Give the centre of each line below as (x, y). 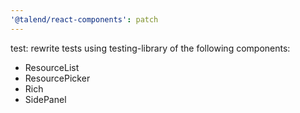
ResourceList (52, 67)
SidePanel (45, 99)
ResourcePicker (57, 78)
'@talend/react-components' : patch (84, 19)
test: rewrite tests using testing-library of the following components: (150, 48)
